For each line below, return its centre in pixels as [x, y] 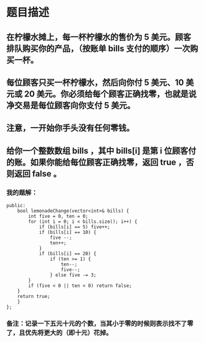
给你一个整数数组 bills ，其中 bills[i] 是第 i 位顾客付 [101, 151]
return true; [34, 297]
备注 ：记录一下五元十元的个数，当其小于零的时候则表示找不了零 [100, 323]
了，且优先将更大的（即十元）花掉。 [59, 332]
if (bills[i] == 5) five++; [75, 227]
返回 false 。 [38, 174]
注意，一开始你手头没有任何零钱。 [70, 128]
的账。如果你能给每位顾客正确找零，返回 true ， [96, 162]
